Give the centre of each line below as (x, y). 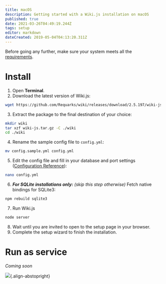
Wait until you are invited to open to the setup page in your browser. (81, 227)
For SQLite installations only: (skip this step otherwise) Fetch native (82, 184)
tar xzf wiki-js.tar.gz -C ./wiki (41, 128)
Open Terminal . (28, 90)
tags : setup (17, 28)
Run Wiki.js (24, 208)
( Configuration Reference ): (40, 166)
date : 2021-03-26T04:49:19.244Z (38, 24)
